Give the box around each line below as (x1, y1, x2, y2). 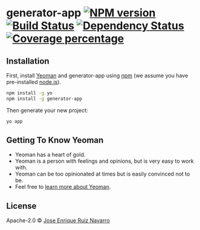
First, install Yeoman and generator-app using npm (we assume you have (6, 72, 189, 79)
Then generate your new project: (6, 107, 88, 114)
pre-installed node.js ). (6, 79, 62, 85)
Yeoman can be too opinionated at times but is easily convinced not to (15, 170, 190, 178)
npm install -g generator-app (6, 96, 83, 102)
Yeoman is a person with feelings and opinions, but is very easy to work (15, 157, 195, 165)
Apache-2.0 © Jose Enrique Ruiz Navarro (6, 217, 110, 224)
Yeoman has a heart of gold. (15, 151, 86, 159)
